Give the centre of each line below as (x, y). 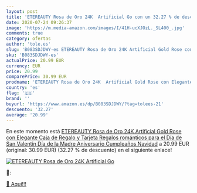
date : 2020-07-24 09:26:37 (39, 22)
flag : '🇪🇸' (21, 93)
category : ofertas (28, 39)
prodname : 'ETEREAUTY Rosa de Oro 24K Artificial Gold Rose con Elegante (99, 82)
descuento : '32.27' (30, 109)
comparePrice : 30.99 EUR (36, 77)
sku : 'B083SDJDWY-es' (33, 55)
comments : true (25, 33)
